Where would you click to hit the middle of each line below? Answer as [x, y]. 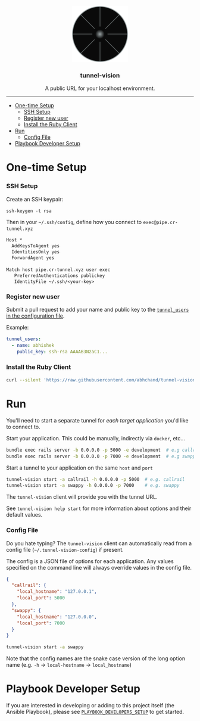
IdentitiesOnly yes [36, 252]
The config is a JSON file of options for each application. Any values [90, 561]
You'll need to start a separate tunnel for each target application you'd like [97, 420]
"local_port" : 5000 [41, 598]
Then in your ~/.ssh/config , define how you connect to [74, 222]
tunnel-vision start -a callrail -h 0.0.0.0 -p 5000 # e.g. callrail [96, 479]
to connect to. [23, 427]
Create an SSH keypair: [35, 199]
